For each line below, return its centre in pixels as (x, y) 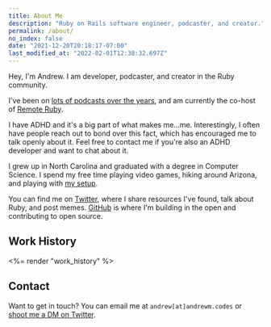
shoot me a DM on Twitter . (52, 314)
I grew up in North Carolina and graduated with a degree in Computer (124, 166)
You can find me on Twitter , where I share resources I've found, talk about (131, 199)
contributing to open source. (56, 216)
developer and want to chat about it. (69, 151)
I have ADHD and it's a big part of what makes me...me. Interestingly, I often (134, 125)
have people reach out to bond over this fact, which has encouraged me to (132, 133)
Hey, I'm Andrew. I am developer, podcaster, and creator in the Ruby (122, 76)
